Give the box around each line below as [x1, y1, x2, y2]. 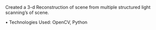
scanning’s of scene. [5, 9, 49, 15]
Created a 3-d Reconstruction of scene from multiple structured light [5, 4, 151, 10]
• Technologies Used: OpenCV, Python [5, 19, 88, 25]
